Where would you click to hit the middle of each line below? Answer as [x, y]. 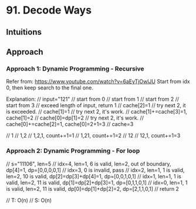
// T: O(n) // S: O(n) [29, 200]
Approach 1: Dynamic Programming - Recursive [75, 68]
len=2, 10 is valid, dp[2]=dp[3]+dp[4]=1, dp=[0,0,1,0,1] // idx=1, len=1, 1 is [94, 176]
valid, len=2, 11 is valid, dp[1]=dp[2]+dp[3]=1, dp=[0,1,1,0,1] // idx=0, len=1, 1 [97, 183]
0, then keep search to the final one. [50, 88]
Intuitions [24, 32]
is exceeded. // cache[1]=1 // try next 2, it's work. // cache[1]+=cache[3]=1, [97, 112]
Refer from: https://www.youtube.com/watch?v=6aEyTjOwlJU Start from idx [98, 82]
